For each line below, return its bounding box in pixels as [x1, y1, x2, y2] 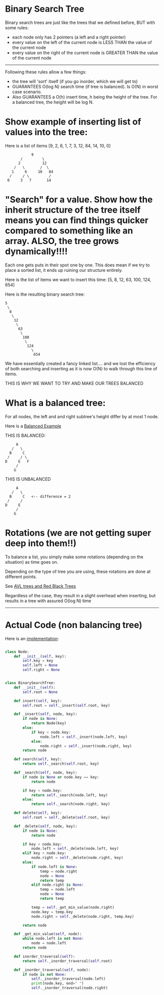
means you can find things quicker [5, 215, 149, 226]
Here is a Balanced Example [5, 423, 61, 429]
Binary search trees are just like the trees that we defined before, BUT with [5, 20, 155, 25]
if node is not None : [22, 972, 67, 977]
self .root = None [22, 690, 58, 694]
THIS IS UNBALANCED [5, 476, 51, 482]
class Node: [5, 649, 29, 654]
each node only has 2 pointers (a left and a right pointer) [12, 34, 126, 40]
